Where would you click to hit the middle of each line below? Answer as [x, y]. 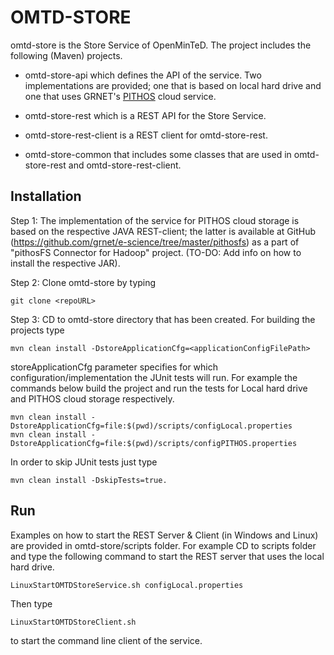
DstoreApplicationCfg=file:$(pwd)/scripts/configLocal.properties [151, 426]
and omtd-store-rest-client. [125, 165]
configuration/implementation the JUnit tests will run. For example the [154, 377]
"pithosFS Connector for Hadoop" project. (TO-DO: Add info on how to [156, 252]
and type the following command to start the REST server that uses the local [167, 556]
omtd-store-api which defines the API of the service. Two [143, 75]
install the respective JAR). [65, 263]
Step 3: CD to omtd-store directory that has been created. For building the [163, 319]
